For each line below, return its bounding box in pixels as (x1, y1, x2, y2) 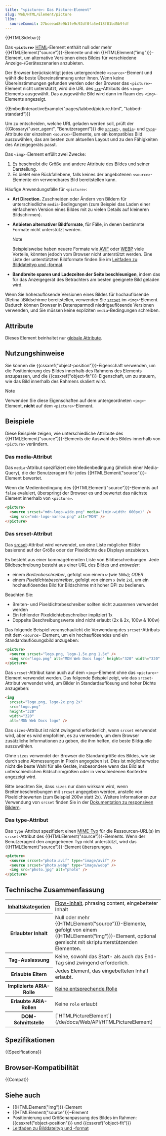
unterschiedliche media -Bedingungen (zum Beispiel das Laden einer (12, 201, 151, 207)
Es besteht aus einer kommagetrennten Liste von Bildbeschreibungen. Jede (5, 556, 159, 562)
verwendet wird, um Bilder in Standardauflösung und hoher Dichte (21, 680, 157, 686)
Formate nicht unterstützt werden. (12, 227, 82, 233)
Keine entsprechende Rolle (55, 985, 118, 992)
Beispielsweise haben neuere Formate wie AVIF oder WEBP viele (12, 246, 144, 252)
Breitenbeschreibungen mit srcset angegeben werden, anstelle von (5, 789, 142, 795)
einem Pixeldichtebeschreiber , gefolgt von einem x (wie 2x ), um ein (12, 577, 149, 583)
